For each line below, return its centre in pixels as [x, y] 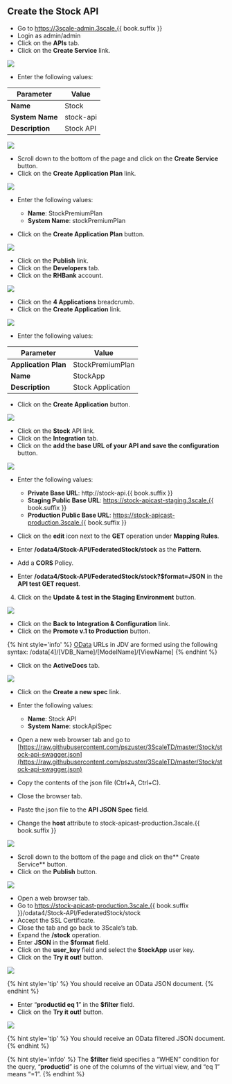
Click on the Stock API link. [56, 431]
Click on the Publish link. [53, 261]
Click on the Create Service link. [64, 50]
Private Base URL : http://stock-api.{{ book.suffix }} [100, 493]
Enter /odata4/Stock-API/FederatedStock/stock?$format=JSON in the [120, 576]
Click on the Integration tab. [57, 438]
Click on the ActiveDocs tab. [59, 665]
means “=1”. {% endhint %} [46, 1074]
